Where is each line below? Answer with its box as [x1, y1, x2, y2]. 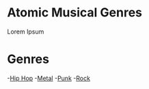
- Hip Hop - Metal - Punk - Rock [7, 74, 91, 82]
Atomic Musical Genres [7, 5, 142, 21]
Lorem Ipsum [7, 27, 44, 36]
